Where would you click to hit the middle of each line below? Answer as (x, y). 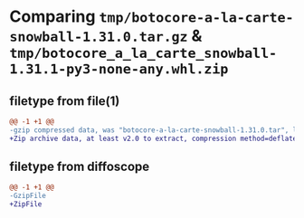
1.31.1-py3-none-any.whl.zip (119, 69)
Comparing (52, 17)
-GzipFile (28, 196)
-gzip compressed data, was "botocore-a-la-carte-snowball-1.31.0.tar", (149, 130)
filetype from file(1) (65, 101)
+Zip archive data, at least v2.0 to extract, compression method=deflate (153, 138)
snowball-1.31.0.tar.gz (99, 38)
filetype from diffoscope (80, 167)
